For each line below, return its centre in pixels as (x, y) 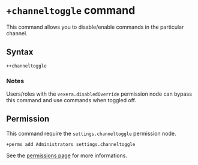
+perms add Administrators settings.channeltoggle (71, 144)
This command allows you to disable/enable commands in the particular (95, 27)
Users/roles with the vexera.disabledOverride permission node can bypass (99, 94)
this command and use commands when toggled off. (71, 100)
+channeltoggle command (71, 10)
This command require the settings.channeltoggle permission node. (91, 133)
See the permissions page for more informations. (67, 155)
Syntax (20, 52)
